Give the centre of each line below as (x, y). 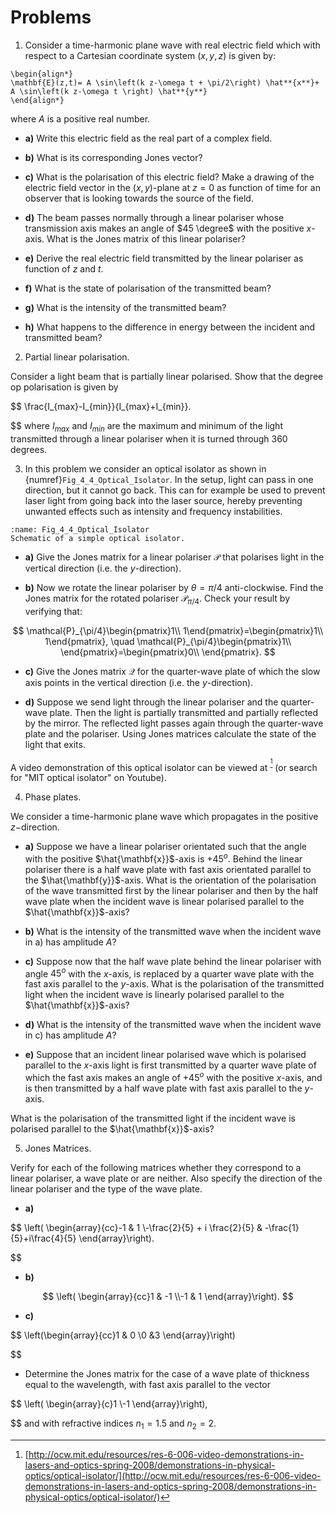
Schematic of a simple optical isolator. (98, 538)
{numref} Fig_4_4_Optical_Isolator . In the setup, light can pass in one (169, 479)
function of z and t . (64, 268)
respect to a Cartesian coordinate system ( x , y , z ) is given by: (150, 55)
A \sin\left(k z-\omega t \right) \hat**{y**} (109, 91)
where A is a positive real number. (80, 118)
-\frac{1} (282, 1228)
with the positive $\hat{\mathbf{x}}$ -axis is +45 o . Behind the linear (163, 858)
